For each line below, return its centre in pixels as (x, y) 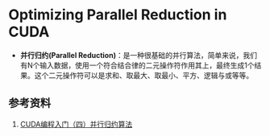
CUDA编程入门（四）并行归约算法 (76, 124)
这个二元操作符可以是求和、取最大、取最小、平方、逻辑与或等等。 (144, 75)
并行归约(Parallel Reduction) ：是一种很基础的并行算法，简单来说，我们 (139, 55)
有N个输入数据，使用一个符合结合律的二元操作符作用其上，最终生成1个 (137, 65)
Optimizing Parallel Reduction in (118, 15)
